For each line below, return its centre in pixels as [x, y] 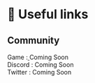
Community [34, 40]
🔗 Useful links [48, 14]
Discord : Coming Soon [41, 65]
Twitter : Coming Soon [39, 72]
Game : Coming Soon [38, 57]
